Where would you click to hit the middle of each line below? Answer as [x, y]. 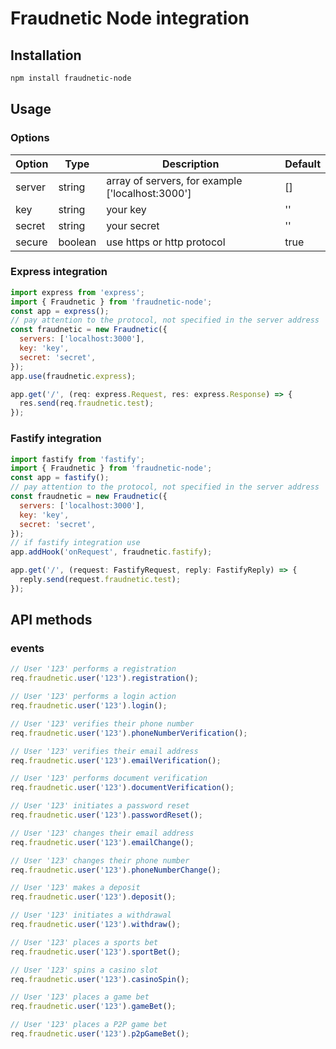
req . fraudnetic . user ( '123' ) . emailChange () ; [102, 842]
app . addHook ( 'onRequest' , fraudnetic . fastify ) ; [111, 552]
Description [190, 164]
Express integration [59, 272]
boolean [77, 242]
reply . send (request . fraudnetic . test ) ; [100, 580]
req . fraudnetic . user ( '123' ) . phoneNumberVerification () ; [129, 733]
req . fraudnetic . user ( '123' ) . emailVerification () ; [116, 760]
